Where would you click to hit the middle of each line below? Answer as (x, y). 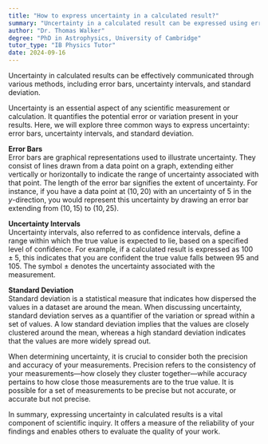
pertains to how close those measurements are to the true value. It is (121, 382)
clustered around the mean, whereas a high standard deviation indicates (127, 333)
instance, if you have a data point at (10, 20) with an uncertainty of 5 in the (130, 191)
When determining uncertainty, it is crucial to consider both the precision (128, 357)
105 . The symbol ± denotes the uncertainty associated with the (112, 266)
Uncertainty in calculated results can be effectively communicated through (131, 75)
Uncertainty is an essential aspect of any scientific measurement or (119, 108)
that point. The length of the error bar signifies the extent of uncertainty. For (133, 183)
